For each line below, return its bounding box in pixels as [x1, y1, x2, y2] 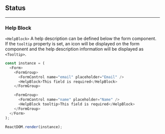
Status [5, 4, 26, 12]
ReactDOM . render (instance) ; [5, 124, 63, 130]
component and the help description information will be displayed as [5, 46, 144, 52]
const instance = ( [5, 61, 45, 66]
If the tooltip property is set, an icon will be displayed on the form [5, 41, 140, 47]
